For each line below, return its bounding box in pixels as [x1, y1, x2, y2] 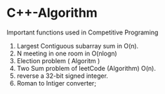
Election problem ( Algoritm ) [16, 56, 100, 65]
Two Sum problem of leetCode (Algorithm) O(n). [16, 64, 156, 72]
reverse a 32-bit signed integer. [16, 72, 108, 80]
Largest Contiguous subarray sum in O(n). [16, 41, 139, 50]
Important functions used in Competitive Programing [6, 28, 159, 36]
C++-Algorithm [6, 5, 98, 21]
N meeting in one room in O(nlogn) [16, 49, 117, 58]
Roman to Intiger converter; [16, 79, 96, 87]
